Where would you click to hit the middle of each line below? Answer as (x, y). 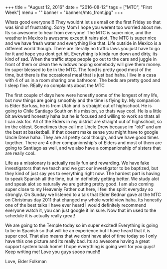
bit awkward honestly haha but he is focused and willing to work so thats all (83, 116)
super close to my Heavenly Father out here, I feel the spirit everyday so (79, 189)
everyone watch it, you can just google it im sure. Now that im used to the (81, 210)
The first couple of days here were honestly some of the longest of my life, (82, 95)
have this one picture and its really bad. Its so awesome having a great (78, 241)
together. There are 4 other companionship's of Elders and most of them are (83, 143)
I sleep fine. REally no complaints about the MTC (55, 86)
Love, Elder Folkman (26, 261)
